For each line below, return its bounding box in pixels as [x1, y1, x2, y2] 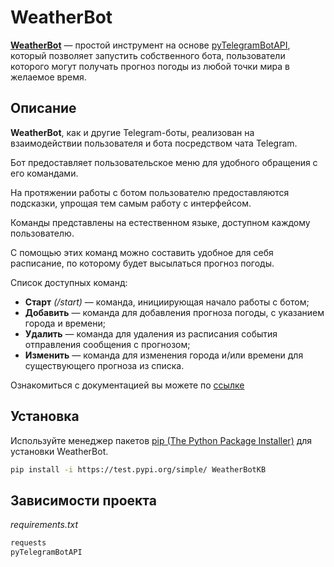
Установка [10, 408, 80, 425]
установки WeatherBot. [10, 445, 109, 457]
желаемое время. [10, 71, 87, 83]
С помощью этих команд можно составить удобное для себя [10, 246, 274, 258]
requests [10, 538, 47, 548]
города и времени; [24, 317, 106, 329]
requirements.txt [10, 519, 79, 531]
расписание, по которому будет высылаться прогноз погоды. [10, 257, 275, 269]
